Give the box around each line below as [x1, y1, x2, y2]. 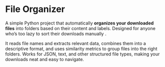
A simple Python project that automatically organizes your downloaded [5, 20, 154, 26]
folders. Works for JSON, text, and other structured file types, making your [5, 51, 160, 57]
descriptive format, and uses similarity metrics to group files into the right [5, 45, 157, 51]
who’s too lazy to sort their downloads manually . [5, 30, 107, 36]
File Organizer [5, 3, 65, 15]
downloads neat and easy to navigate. [5, 56, 85, 62]
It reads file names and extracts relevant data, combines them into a [5, 40, 146, 46]
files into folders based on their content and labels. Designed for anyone [5, 25, 156, 31]
